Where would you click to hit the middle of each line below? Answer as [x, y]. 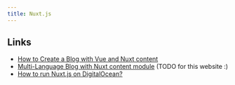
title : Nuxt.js [29, 14]
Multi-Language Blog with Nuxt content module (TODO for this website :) [123, 67]
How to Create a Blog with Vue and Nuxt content [88, 59]
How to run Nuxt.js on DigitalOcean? [70, 74]
